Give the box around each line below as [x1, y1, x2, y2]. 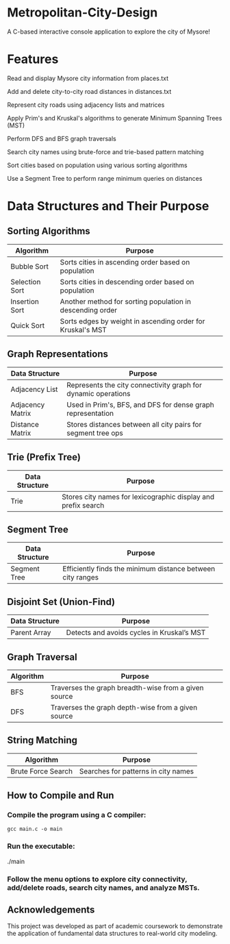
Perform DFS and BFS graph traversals [7, 134, 116, 142]
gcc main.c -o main [7, 825, 63, 833]
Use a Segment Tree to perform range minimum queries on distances [7, 174, 203, 182]
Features [7, 51, 59, 67]
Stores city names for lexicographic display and [61, 492, 214, 501]
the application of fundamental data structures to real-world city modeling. [7, 930, 218, 938]
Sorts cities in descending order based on [60, 277, 194, 286]
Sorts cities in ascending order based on [60, 257, 190, 266]
